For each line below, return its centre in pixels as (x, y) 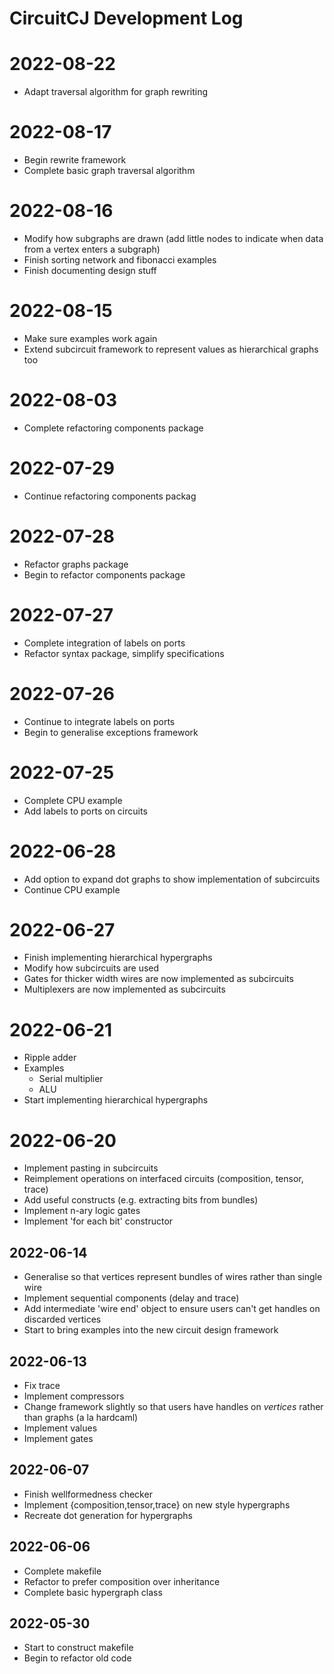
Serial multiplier (71, 1079)
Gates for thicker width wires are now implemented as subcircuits (158, 979)
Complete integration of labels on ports (104, 643)
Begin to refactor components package (104, 574)
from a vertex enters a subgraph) (92, 249)
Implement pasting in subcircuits (91, 1168)
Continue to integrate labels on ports (99, 721)
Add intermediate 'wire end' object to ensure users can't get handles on (172, 1309)
